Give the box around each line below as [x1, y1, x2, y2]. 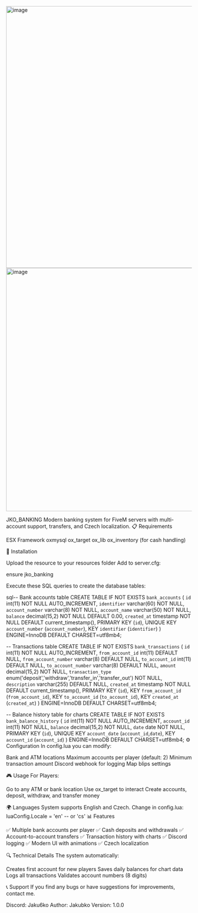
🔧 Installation [6, 548, 38, 555]
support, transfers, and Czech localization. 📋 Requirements [27, 523, 173, 530]
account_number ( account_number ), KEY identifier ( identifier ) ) [6, 625, 161, 632]
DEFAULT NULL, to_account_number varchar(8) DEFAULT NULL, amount [6, 662, 176, 669]
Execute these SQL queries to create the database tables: [6, 582, 146, 589]
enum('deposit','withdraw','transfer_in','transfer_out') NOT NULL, [6, 675, 163, 681]
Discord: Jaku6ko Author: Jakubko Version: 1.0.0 [6, 902, 124, 908]
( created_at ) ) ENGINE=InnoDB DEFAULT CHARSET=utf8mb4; [6, 699, 157, 706]
